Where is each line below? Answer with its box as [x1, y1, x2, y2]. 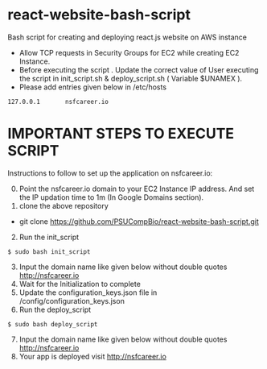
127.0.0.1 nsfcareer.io [7, 97, 109, 106]
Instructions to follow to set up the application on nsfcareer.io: [7, 168, 213, 178]
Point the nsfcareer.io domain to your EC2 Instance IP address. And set [18, 184, 255, 193]
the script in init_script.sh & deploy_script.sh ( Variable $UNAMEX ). [18, 73, 243, 83]
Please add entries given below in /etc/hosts [18, 82, 166, 92]
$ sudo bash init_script [7, 247, 91, 255]
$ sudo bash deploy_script [7, 320, 98, 328]
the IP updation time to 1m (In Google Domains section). [18, 192, 204, 202]
